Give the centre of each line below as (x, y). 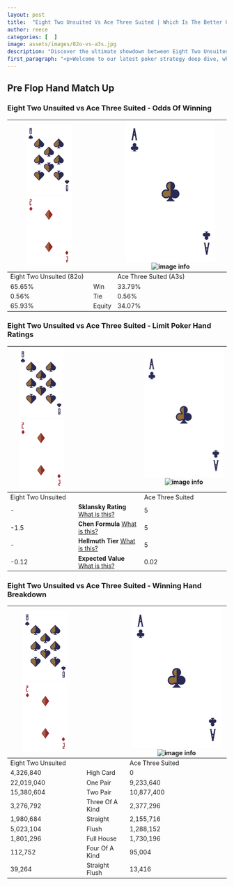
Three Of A (102, 802)
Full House (101, 838)
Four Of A (100, 848)
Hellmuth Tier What (107, 541)
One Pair (99, 783)
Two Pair (99, 792)
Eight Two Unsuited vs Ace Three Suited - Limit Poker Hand (109, 326)
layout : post (26, 15)
